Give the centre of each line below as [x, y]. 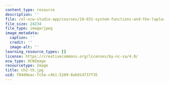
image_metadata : [22, 33]
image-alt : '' [24, 47]
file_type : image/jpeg [29, 28]
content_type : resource [30, 10]
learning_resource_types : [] [36, 51]
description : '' [22, 14]
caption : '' [22, 38]
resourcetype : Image [27, 65]
